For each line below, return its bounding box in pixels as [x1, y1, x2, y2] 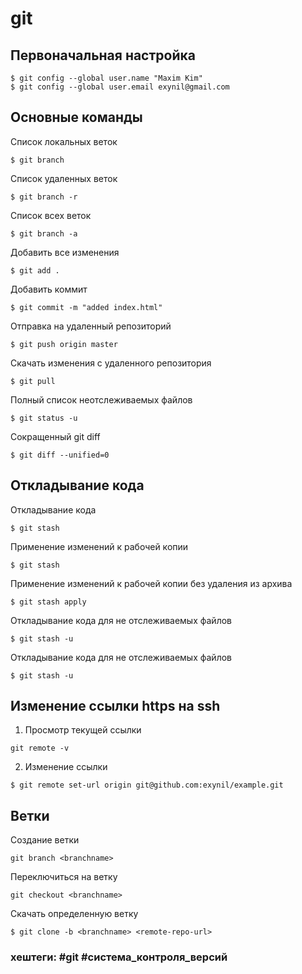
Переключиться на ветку [10, 871, 118, 883]
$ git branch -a [10, 228, 78, 239]
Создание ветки [10, 834, 80, 846]
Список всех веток [10, 209, 92, 221]
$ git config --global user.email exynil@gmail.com [10, 82, 230, 92]
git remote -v [10, 743, 70, 754]
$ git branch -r [10, 192, 78, 202]
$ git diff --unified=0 [10, 450, 110, 460]
